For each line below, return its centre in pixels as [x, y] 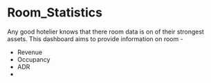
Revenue [30, 52]
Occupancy [34, 59]
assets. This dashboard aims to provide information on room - [95, 38]
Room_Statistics [55, 13]
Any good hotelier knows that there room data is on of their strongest [105, 32]
